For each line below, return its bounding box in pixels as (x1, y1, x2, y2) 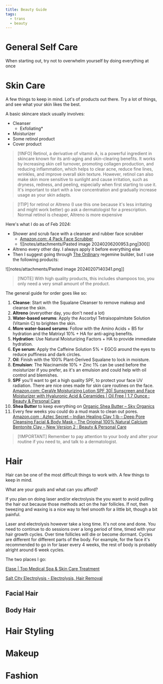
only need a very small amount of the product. (17, 281, 110, 287)
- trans (10, 16, 26, 21)
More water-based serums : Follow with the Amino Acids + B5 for (12, 325, 144, 332)
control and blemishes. (12, 372, 59, 378)
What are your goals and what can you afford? (5, 486, 98, 493)
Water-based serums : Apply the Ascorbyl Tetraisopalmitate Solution (12, 315, 150, 321)
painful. (5, 512, 21, 518)
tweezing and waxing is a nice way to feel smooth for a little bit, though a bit (5, 506, 158, 512)
